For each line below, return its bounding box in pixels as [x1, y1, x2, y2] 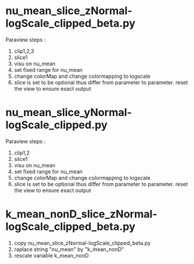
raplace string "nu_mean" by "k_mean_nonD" [14, 246, 124, 253]
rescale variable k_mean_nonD [14, 252, 89, 259]
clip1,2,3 [14, 47, 35, 54]
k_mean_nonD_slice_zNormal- [5, 207, 157, 221]
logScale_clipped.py [5, 118, 108, 132]
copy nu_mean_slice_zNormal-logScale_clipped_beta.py [14, 239, 151, 246]
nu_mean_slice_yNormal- [5, 106, 132, 119]
